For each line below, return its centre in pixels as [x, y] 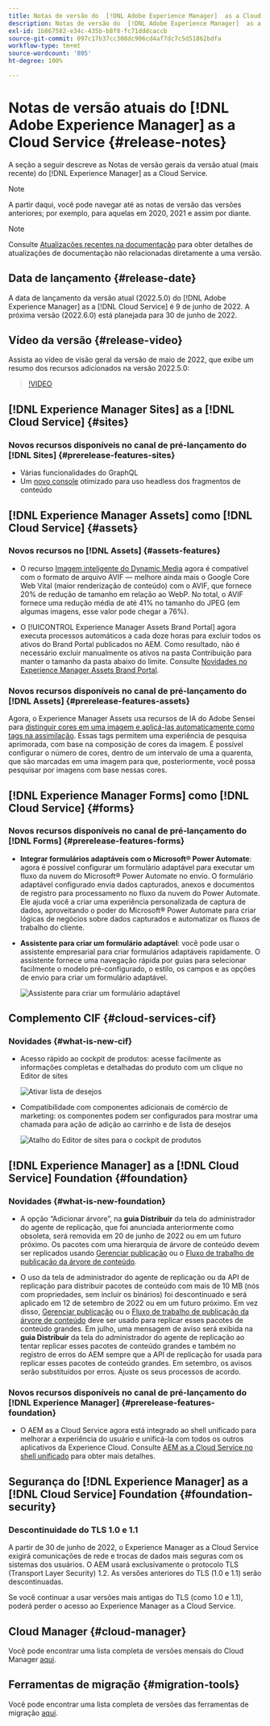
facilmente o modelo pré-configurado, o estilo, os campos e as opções [138, 968]
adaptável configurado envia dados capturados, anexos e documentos [137, 884]
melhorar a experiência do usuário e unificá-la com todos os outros [132, 1439]
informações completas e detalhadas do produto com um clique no [131, 1068]
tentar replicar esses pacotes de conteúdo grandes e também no [128, 1346]
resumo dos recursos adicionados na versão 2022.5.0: [99, 368]
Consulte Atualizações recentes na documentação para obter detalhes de [131, 244]
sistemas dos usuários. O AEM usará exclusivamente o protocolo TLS [124, 1564]
